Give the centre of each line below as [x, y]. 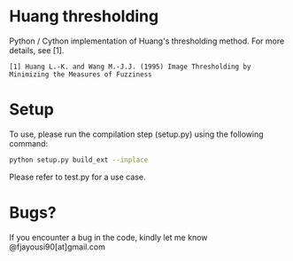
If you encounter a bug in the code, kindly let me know [108, 237]
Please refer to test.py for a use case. [77, 177]
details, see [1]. [37, 50]
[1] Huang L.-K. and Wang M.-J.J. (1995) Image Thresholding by [130, 67]
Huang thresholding [84, 16]
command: [29, 143]
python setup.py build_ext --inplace [79, 160]
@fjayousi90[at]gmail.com [58, 247]
